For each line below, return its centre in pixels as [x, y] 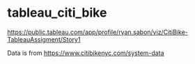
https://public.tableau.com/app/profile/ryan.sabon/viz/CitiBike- [97, 32]
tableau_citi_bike [57, 13]
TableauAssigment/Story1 [44, 39]
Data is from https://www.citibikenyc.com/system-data [86, 53]
